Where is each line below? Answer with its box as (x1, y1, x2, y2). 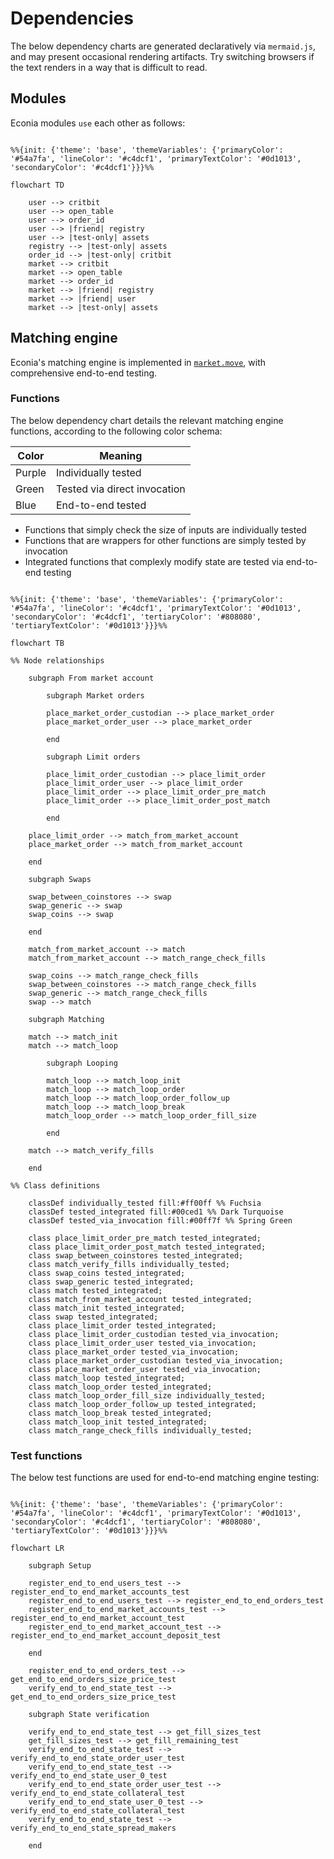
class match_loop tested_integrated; (28, 1373, 186, 1383)
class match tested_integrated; (28, 1285, 163, 1296)
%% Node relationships (10, 655, 105, 666)
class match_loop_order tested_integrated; (28, 1382, 213, 1392)
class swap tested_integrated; (28, 1312, 159, 1322)
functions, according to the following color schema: (10, 425, 223, 437)
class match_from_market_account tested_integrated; (28, 1294, 253, 1304)
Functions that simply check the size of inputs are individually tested (24, 523, 307, 536)
